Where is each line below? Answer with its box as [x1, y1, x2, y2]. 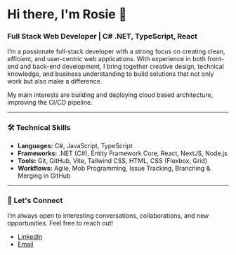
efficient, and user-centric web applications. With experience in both [7, 55, 206, 63]
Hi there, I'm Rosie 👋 [7, 6, 127, 22]
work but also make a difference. [7, 77, 103, 86]
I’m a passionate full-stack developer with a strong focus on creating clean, [7, 47, 225, 55]
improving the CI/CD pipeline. [7, 98, 93, 107]
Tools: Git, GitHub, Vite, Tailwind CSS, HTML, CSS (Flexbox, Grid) [17, 156, 208, 164]
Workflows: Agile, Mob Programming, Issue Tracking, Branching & [17, 164, 211, 172]
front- [206, 55, 225, 63]
